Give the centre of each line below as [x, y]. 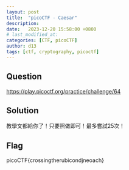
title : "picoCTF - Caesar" [42, 18]
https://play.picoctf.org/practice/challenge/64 [64, 91]
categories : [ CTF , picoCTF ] [42, 40]
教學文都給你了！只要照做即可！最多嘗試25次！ [65, 126]
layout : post [23, 12]
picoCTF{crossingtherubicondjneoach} [55, 160]
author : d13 [21, 46]
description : [23, 23]
